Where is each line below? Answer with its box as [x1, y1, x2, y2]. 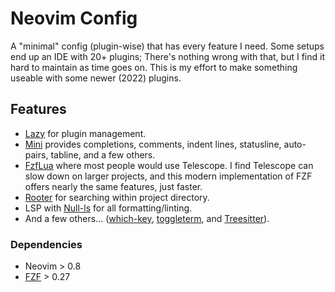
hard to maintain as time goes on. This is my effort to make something [10, 61, 298, 73]
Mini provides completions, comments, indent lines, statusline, [24, 138, 282, 150]
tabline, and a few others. [50, 148, 156, 161]
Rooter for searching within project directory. [24, 191, 210, 203]
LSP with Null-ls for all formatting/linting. [24, 202, 193, 214]
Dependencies [10, 237, 83, 251]
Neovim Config [10, 7, 138, 30]
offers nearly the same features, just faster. [24, 180, 203, 192]
